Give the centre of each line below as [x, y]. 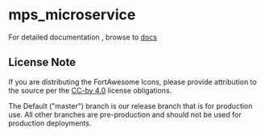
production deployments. [50, 123]
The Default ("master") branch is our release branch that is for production [130, 105]
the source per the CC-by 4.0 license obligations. [90, 90]
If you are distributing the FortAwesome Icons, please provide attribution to [132, 81]
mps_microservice [72, 15]
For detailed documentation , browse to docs [83, 37]
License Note [42, 62]
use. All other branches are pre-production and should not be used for [125, 114]
